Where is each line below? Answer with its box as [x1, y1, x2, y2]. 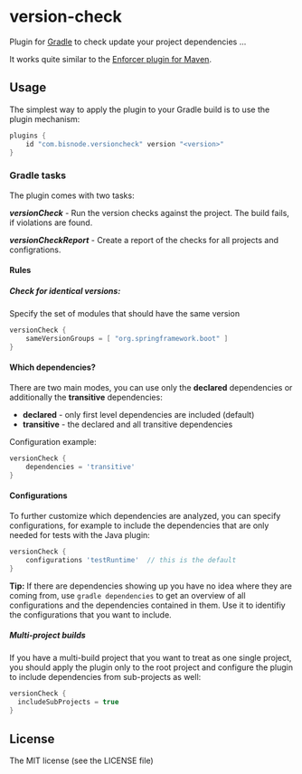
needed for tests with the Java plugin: [9, 529, 151, 540]
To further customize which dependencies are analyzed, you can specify [9, 510, 281, 521]
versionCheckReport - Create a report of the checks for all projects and [9, 234, 278, 245]
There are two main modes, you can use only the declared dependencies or [9, 382, 293, 393]
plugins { [9, 131, 47, 140]
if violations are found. [9, 217, 93, 228]
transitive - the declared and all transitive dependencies [22, 419, 233, 430]
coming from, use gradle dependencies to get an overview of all [9, 590, 246, 600]
